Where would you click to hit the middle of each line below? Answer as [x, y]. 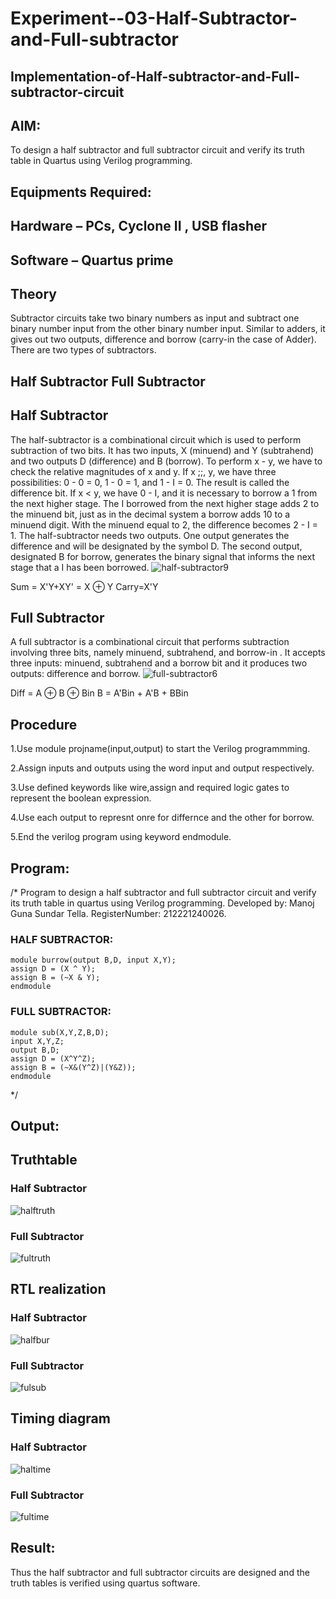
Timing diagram [60, 1418]
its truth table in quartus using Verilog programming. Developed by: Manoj [162, 903]
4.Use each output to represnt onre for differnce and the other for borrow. [162, 818]
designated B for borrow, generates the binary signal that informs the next [162, 556]
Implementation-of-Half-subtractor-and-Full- [155, 76]
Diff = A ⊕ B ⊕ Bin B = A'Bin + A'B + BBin [99, 693]
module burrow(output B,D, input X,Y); [93, 960]
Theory [34, 293]
